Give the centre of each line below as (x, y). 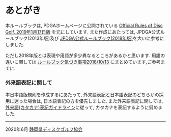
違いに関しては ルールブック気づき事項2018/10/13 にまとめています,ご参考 (83, 62)
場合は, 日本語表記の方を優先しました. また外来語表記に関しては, (95, 101)
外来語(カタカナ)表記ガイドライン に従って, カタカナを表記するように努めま (84, 107)
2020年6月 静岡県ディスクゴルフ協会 (44, 129)
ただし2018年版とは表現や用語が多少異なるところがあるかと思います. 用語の (85, 55)
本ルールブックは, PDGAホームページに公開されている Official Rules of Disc (84, 25)
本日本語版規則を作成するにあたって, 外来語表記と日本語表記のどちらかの (82, 95)
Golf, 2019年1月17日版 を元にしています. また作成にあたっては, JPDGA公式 (83, 32)
